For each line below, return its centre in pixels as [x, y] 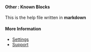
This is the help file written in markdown [45, 17]
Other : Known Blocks [27, 7]
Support [20, 45]
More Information [23, 29]
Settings [20, 39]
